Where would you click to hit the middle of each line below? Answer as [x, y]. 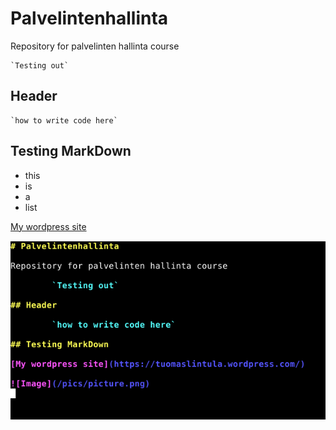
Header [34, 96]
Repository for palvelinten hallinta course [95, 46]
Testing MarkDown [71, 151]
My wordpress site [48, 226]
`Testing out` [40, 65]
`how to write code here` [64, 120]
